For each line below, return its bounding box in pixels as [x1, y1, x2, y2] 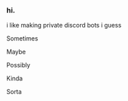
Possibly [6, 61, 31, 69]
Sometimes [6, 34, 38, 43]
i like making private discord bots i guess [6, 21, 122, 30]
